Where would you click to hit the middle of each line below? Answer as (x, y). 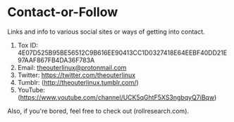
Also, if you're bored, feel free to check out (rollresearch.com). (98, 111)
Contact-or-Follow (63, 12)
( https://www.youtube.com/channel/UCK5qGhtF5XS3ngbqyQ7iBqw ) (117, 97)
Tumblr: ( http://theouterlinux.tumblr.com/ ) (78, 82)
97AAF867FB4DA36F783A (56, 60)
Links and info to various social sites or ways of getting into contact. (106, 32)
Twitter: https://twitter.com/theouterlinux (76, 75)
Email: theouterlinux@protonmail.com (72, 67)
